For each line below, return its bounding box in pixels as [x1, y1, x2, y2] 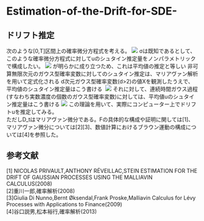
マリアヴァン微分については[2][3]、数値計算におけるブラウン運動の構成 [6, 124, 186, 130]
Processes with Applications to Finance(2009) [6, 200, 123, 208]
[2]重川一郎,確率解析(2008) [6, 187, 75, 194]
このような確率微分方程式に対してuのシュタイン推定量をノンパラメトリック [6, 55, 196, 62]
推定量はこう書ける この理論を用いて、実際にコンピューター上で [11, 100, 181, 108]
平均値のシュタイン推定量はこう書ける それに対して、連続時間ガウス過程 [6, 85, 198, 93]
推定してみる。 [20, 108, 58, 115]
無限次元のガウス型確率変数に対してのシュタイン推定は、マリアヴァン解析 [11, 70, 199, 77]
